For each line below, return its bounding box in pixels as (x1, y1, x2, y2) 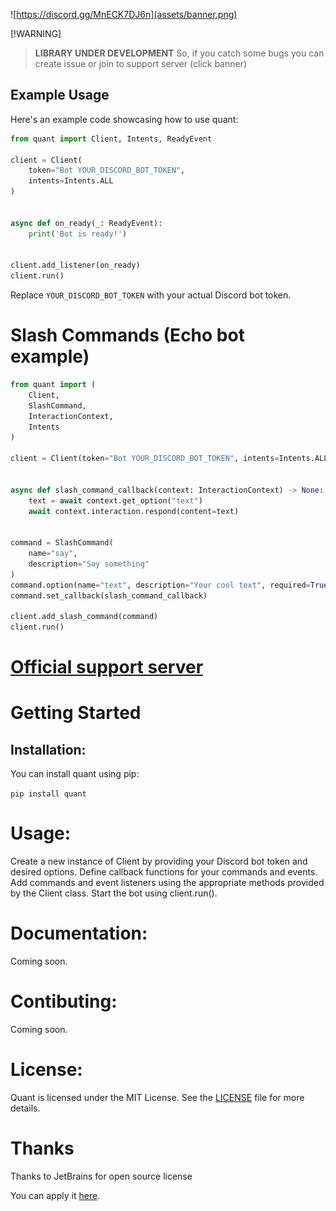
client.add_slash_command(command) (10, 612, 159, 622)
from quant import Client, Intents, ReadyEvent (10, 134, 213, 144)
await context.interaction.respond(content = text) (28, 506, 240, 516)
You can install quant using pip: (10, 768, 140, 780)
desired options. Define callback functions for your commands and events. (10, 866, 318, 878)
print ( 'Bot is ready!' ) (28, 229, 128, 239)
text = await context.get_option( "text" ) (28, 495, 203, 506)
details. (10, 1102, 41, 1114)
